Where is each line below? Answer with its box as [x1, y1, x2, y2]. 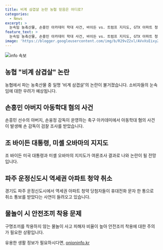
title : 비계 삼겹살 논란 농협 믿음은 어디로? [5, 7, 83, 12]
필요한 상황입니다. [10, 229, 44, 235]
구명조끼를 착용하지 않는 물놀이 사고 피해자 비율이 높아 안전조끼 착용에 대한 [5, 223, 147, 229]
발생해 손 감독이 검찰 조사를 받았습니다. [10, 123, 84, 129]
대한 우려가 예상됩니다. [14, 88, 57, 94]
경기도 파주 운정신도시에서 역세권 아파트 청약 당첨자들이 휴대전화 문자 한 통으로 [5, 188, 154, 194]
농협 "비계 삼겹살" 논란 [5, 68, 69, 77]
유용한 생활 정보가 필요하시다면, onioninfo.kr [5, 239, 90, 245]
